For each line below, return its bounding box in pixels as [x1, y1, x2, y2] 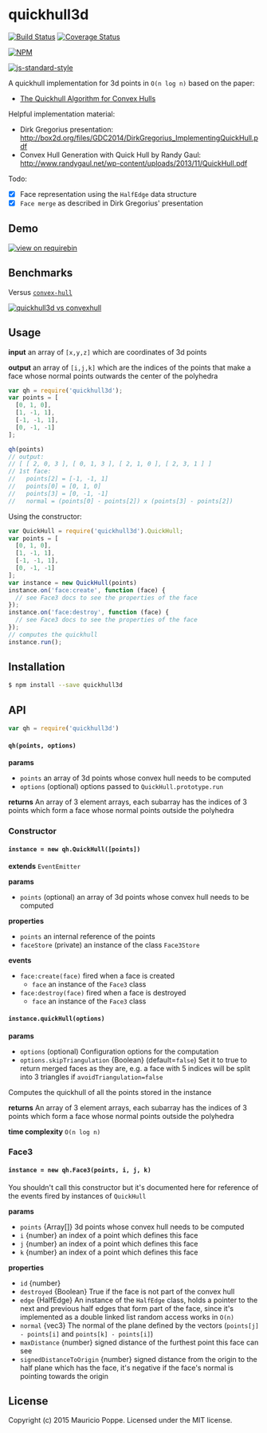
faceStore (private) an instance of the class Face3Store [19, 940, 200, 950]
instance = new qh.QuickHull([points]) [8, 845, 141, 854]
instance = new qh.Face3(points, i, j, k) [8, 1166, 151, 1175]
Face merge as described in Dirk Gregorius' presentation [19, 198, 203, 208]
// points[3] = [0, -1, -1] [8, 489, 109, 497]
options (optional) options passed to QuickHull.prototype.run [19, 782, 224, 791]
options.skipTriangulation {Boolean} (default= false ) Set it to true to [19, 1054, 247, 1065]
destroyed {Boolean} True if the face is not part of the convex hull [19, 1286, 235, 1296]
